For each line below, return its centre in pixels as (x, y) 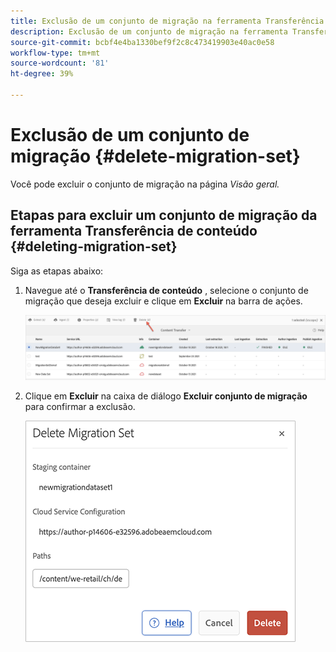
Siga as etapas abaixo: (57, 271)
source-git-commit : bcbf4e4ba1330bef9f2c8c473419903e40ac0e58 (142, 42)
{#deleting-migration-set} (94, 246)
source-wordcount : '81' (60, 63)
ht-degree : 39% (42, 74)
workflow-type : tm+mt (55, 53)
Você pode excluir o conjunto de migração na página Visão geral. (145, 184)
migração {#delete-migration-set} (155, 156)
